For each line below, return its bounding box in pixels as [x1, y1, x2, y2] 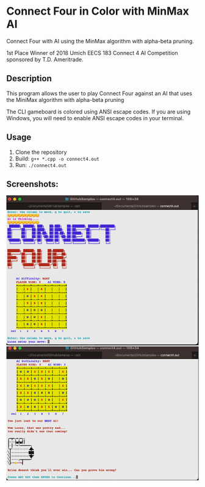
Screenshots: [6, 179, 59, 189]
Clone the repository [15, 148, 67, 156]
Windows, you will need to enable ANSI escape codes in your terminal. [6, 114, 184, 121]
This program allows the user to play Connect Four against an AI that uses [6, 90, 192, 97]
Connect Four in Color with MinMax [6, 4, 189, 18]
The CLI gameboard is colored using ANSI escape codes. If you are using [6, 108, 191, 115]
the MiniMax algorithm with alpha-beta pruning [6, 96, 124, 103]
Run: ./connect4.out [15, 161, 67, 168]
